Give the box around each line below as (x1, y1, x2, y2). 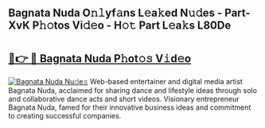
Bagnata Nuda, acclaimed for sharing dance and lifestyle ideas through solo (8, 86, 257, 95)
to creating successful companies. (8, 111, 122, 120)
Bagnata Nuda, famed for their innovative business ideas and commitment (8, 103, 251, 112)
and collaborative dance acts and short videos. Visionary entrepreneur (8, 95, 240, 103)
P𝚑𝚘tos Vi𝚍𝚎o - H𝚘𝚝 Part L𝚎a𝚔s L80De (32, 19, 232, 33)
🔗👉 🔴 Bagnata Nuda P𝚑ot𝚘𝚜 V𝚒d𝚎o (8, 52, 192, 65)
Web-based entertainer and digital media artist (90, 77, 243, 86)
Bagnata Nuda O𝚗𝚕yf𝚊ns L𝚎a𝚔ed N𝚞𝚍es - (8, 6, 223, 20)
